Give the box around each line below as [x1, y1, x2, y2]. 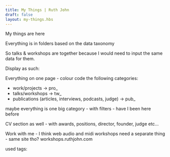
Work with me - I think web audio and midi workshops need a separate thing [5, 131, 165, 137]
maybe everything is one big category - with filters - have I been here [5, 106, 151, 112]
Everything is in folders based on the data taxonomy [5, 41, 115, 47]
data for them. [5, 56, 35, 62]
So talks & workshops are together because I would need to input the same [5, 50, 163, 56]
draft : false [5, 12, 33, 17]
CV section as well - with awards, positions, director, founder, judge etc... [5, 121, 159, 127]
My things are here [5, 31, 45, 37]
